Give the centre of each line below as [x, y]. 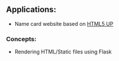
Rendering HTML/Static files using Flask [63, 52]
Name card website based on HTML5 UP [64, 23]
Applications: [31, 10]
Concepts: [21, 39]
